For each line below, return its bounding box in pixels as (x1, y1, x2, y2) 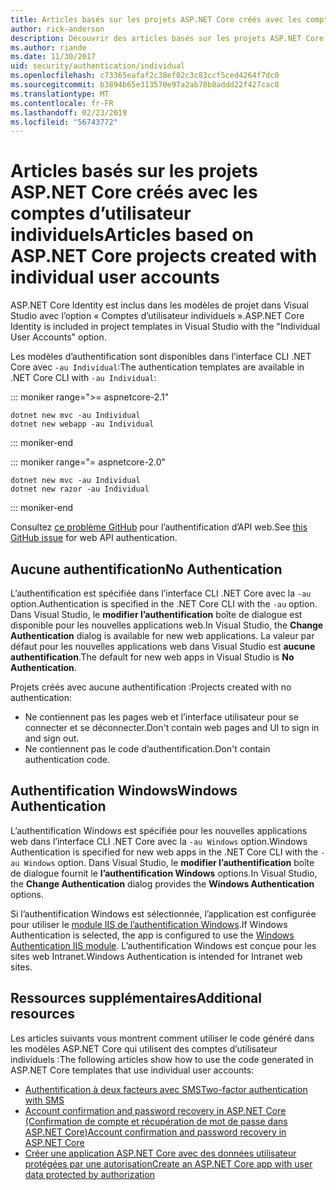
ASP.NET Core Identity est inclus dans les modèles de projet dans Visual (10, 299, 309, 311)
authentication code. (24, 754, 110, 765)
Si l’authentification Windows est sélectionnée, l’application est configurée (10, 907, 317, 920)
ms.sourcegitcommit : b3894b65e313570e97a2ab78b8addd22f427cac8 (10, 80, 280, 90)
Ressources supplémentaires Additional (10, 990, 262, 1007)
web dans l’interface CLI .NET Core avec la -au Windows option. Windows (10, 835, 308, 847)
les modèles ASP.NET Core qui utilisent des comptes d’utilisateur (10, 1042, 278, 1055)
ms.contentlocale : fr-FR (10, 98, 114, 108)
